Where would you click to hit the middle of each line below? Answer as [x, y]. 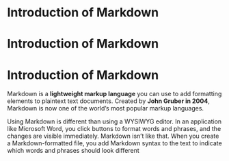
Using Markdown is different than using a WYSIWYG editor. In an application [114, 121]
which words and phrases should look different [73, 151]
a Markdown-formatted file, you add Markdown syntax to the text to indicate [114, 143]
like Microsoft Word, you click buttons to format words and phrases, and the [114, 129]
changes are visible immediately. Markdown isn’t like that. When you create [113, 136]
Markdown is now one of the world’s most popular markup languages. [105, 108]
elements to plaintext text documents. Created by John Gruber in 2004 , [108, 101]
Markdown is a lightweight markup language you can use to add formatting [114, 94]
